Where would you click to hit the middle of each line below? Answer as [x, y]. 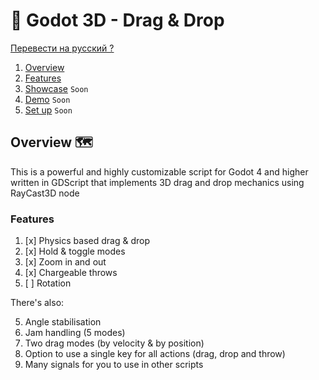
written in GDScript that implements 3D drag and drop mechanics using [157, 182]
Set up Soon [48, 110]
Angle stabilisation [63, 322]
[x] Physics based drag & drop [87, 241]
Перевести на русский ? [62, 48]
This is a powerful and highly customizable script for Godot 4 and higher [159, 171]
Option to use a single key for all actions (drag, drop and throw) [155, 354]
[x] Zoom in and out [65, 262]
